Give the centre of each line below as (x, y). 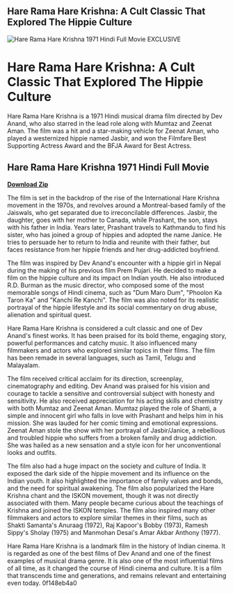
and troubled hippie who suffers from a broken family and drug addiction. (112, 438)
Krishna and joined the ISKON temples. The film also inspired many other (111, 510)
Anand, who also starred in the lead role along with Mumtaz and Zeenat (110, 123)
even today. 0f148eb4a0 (42, 583)
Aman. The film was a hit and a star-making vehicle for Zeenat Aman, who (113, 131)
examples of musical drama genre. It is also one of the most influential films (115, 561)
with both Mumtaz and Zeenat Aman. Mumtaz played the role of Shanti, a (112, 408)
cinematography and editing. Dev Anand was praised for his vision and (109, 386)
